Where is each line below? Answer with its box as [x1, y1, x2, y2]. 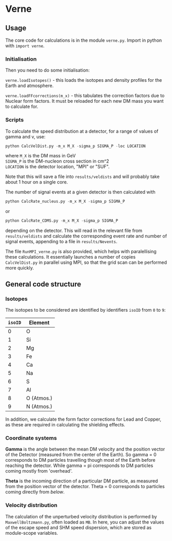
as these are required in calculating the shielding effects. [5, 421, 126, 427]
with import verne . [5, 43, 45, 49]
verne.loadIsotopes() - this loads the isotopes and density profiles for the [5, 77, 162, 83]
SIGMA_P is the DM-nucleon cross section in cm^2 [5, 158, 109, 165]
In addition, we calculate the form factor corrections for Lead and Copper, [5, 416, 162, 422]
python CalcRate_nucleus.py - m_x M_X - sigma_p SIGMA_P [5, 199, 125, 204]
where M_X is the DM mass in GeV [5, 153, 76, 159]
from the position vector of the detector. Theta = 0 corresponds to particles [5, 483, 165, 490]
